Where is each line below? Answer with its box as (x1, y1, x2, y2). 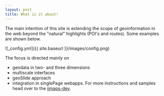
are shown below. (5, 35, 41, 42)
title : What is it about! (5, 12, 58, 17)
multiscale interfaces (12, 69, 55, 75)
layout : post (5, 7, 32, 12)
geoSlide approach (12, 75, 51, 81)
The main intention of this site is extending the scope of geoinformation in (5, 25, 156, 31)
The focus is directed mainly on (5, 55, 69, 61)
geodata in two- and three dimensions (12, 64, 90, 70)
